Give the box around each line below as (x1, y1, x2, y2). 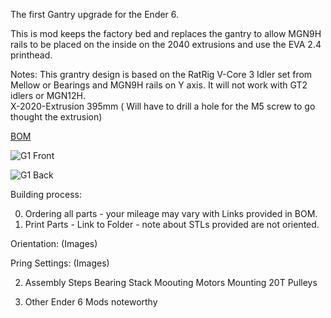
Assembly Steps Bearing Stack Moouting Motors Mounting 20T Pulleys (24, 277, 318, 288)
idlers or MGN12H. (10, 90, 87, 101)
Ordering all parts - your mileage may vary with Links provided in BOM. (24, 208, 318, 219)
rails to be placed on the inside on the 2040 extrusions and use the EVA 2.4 (10, 39, 322, 50)
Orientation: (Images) (10, 238, 98, 249)
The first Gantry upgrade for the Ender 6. (10, 9, 180, 20)
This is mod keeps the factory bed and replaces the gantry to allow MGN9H (10, 28, 322, 39)
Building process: (10, 189, 82, 200)
